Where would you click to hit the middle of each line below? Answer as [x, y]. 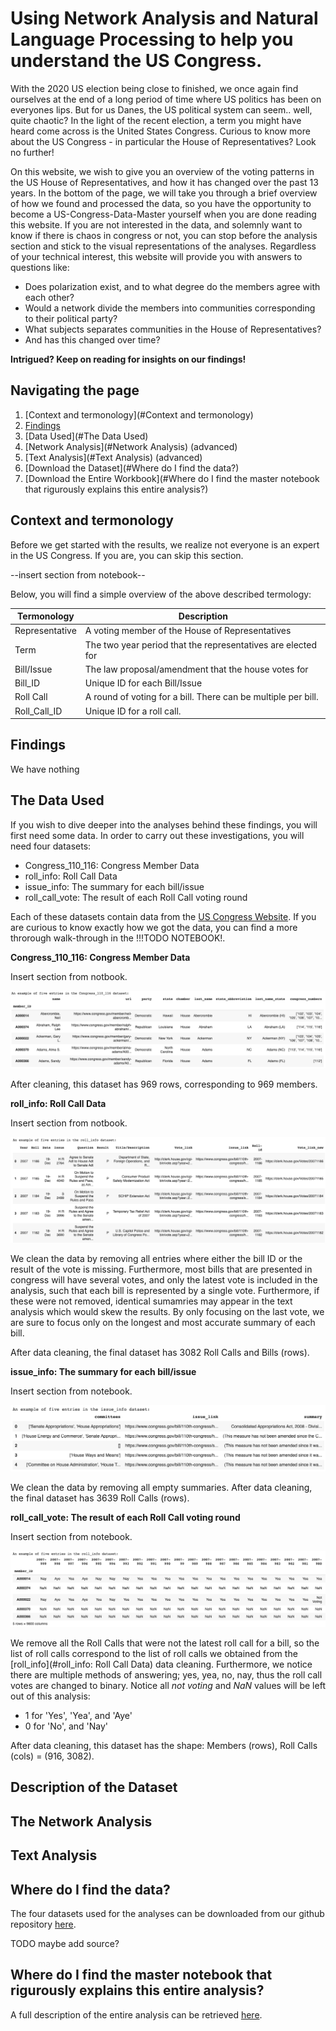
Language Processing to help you [152, 39]
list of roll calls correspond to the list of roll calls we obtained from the [154, 1654]
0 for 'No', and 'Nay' [66, 1726]
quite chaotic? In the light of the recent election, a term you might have [156, 120]
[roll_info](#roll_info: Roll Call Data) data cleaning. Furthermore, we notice [161, 1664]
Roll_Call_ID [38, 711]
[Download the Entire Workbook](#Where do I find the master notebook [172, 478]
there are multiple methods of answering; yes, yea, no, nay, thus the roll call [166, 1675]
